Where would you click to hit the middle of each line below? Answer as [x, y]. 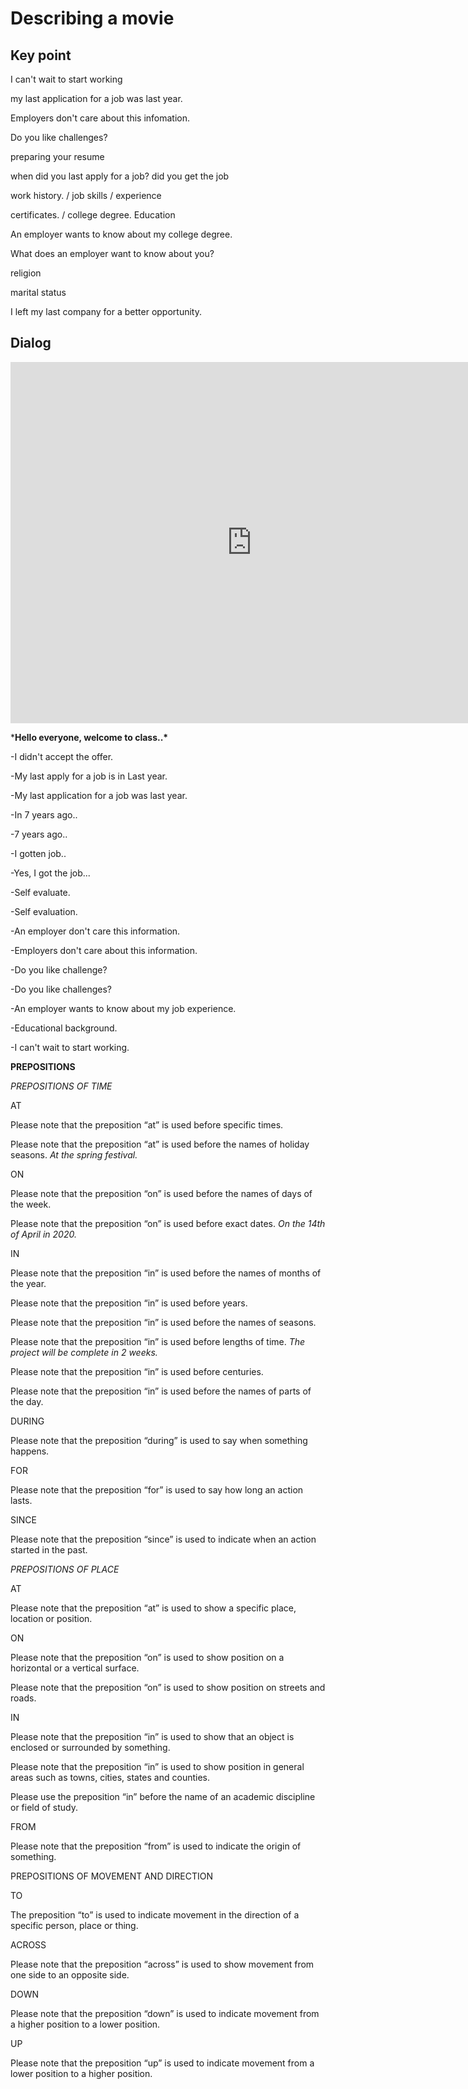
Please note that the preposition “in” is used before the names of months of [166, 1273]
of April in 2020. [43, 1234]
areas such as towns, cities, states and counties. [110, 1777]
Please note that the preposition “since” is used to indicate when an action [163, 1539]
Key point [41, 55]
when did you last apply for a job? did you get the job [120, 176]
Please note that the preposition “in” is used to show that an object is [152, 1736]
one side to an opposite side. [70, 1974]
